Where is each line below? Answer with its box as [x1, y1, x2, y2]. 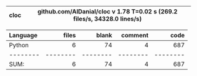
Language [9, 32, 38, 39]
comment [121, 32, 148, 39]
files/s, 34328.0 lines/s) [73, 15, 142, 23]
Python [9, 41, 29, 49]
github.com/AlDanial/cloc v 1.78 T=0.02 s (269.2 [37, 8, 178, 15]
